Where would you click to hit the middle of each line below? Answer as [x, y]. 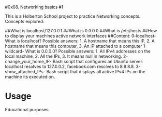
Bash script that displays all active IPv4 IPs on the [96, 71]
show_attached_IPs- [25, 71]
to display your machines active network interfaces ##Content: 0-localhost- [81, 36]
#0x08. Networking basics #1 [34, 7]
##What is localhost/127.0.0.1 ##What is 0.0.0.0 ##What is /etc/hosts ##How [81, 31]
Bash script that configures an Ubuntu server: [98, 61]
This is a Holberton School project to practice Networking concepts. [73, 16]
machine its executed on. [30, 77]
